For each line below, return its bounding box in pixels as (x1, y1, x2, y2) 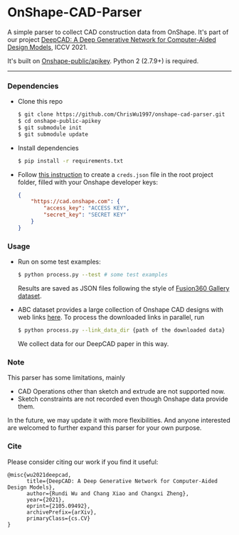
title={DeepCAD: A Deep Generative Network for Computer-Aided (26, 477, 218, 485)
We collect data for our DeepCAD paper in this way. (17, 339, 169, 348)
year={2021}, (26, 496, 65, 503)
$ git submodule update (17, 131, 89, 138)
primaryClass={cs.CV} (26, 514, 91, 522)
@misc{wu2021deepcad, (7, 471, 72, 478)
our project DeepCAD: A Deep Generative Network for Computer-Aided (7, 35, 217, 43)
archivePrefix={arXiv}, (26, 509, 97, 516)
